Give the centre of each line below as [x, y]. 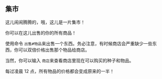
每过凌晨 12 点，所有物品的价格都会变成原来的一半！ [60, 71]
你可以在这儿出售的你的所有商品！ [41, 33]
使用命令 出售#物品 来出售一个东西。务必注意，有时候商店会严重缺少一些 [79, 43]
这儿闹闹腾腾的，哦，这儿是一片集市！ [45, 22]
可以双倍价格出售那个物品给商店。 [54, 50]
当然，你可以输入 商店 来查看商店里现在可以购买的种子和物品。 [70, 60]
